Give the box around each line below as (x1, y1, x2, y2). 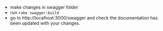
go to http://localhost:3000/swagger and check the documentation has (10, 15, 158, 20)
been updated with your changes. (10, 20, 81, 26)
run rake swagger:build (10, 9, 60, 15)
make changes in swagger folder (10, 4, 79, 10)
